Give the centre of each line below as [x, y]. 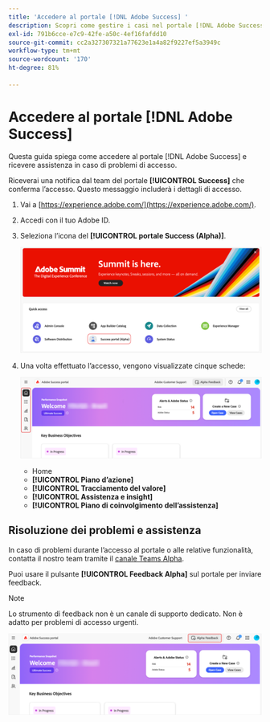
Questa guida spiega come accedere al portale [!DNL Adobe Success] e [128, 156]
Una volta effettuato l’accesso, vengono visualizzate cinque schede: [133, 366]
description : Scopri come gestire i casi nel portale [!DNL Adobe [122, 25]
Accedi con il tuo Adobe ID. [65, 220]
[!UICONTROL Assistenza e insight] [92, 496]
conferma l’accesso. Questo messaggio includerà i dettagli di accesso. [125, 189]
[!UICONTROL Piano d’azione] [83, 479]
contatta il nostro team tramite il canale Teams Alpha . [96, 558]
